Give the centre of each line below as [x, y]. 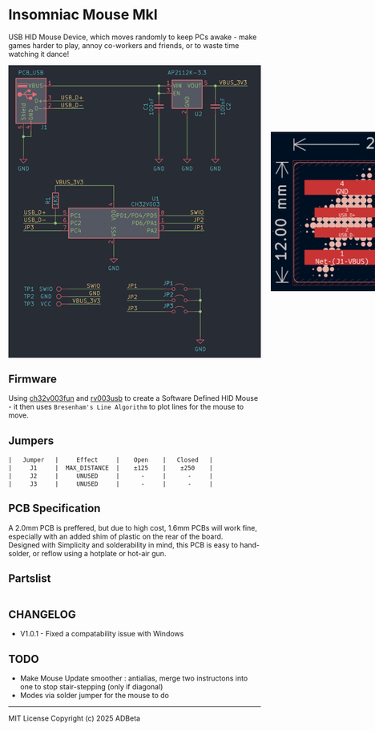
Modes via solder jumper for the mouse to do [95, 696]
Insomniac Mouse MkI [83, 15]
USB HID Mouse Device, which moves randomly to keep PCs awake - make [133, 37]
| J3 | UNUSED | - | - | [111, 484]
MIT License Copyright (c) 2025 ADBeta [75, 718]
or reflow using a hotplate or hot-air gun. [99, 553]
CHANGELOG [42, 615]
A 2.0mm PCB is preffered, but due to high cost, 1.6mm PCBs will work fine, [133, 527]
